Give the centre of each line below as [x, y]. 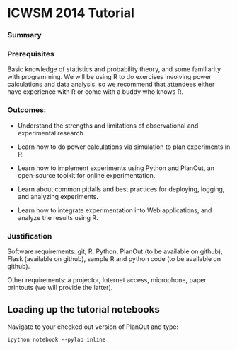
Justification [30, 236]
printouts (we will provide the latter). [60, 288]
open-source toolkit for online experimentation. [86, 175]
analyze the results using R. [58, 217]
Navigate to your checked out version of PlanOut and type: [93, 327]
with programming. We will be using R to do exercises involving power [109, 77]
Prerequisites [31, 54]
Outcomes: [27, 110]
